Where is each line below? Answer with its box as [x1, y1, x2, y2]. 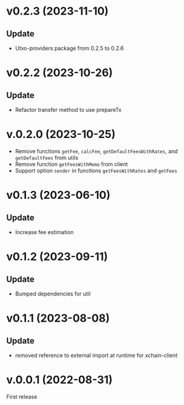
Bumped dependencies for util [15, 290, 91, 297]
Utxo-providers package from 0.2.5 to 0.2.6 [15, 44, 124, 52]
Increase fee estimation [15, 228, 74, 235]
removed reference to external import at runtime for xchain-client [15, 351, 178, 359]
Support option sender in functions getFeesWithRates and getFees [15, 167, 177, 174]
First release [6, 393, 38, 400]
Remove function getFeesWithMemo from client [15, 160, 128, 168]
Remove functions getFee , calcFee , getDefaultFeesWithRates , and [15, 147, 178, 154]
